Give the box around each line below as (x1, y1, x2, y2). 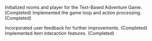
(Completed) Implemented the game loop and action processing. (5, 10, 142, 16)
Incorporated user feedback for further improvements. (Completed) (5, 25, 147, 31)
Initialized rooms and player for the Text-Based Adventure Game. (5, 5, 142, 10)
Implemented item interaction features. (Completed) (5, 30, 115, 36)
